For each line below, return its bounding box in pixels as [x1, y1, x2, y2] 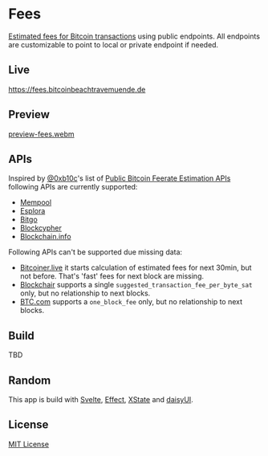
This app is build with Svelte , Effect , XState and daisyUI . [8, 395, 194, 404]
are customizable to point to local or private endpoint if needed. [8, 39, 219, 49]
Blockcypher [19, 223, 62, 233]
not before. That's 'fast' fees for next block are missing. [19, 271, 205, 281]
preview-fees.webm [8, 129, 75, 139]
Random [8, 373, 51, 387]
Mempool [19, 197, 52, 207]
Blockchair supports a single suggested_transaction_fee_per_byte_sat [19, 280, 253, 290]
